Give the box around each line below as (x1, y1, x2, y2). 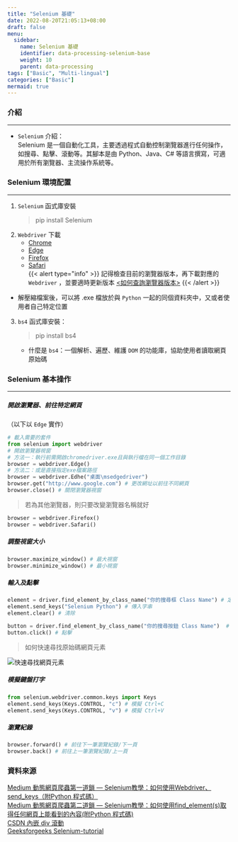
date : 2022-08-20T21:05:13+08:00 (7, 17, 106, 24)
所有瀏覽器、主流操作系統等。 (30, 158, 118, 166)
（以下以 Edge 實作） (7, 420, 67, 428)
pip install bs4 (35, 331, 76, 340)
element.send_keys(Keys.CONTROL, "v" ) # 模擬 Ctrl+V (7, 707, 164, 714)
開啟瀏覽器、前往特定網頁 (7, 401, 82, 409)
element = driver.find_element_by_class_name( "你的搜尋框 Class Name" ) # (7, 596, 225, 604)
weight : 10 (20, 57, 52, 64)
